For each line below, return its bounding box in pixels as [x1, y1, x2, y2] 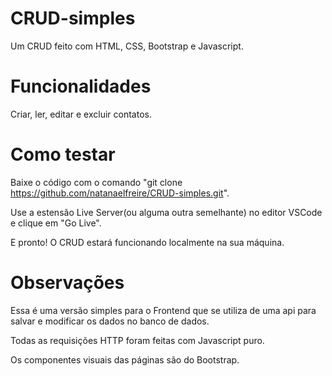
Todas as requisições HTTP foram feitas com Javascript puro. [10, 334, 265, 346]
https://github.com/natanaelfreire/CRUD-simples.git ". [10, 187, 230, 199]
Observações [10, 272, 125, 294]
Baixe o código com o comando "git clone [10, 176, 183, 188]
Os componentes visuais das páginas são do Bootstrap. [10, 353, 240, 366]
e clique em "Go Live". [10, 217, 102, 229]
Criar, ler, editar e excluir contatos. [10, 108, 152, 120]
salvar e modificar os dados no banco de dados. [10, 315, 210, 327]
